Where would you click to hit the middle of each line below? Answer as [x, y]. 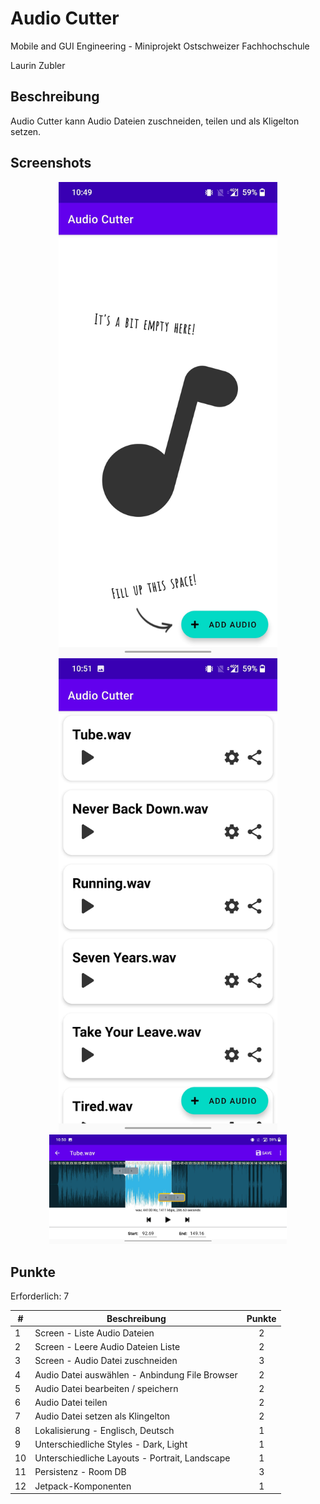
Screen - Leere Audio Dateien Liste [107, 1347]
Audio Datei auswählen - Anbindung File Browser [136, 1374]
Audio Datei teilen [71, 1403]
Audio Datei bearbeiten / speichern [106, 1388]
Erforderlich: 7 [40, 1296]
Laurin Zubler [38, 65]
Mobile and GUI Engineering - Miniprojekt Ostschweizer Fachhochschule [160, 46]
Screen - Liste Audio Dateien [94, 1333]
